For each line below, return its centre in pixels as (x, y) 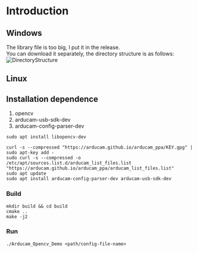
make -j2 (17, 217)
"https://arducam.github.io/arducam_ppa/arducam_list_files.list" (90, 168)
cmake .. (17, 211)
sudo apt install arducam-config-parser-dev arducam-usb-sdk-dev (89, 179)
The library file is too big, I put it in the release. (63, 47)
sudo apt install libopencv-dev (46, 137)
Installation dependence (52, 99)
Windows (24, 33)
